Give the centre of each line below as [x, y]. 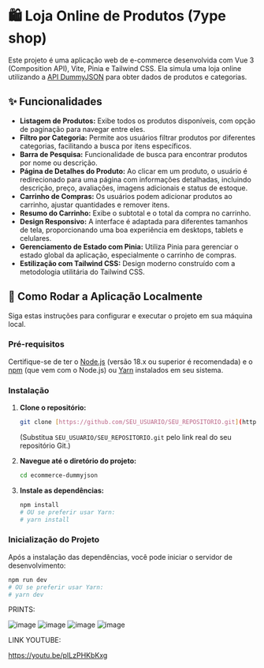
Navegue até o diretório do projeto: [78, 461]
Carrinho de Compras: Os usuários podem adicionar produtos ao [126, 196]
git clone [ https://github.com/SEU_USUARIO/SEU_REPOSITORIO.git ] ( [131, 422]
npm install [39, 505]
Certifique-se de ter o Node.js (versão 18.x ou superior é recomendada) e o [131, 362]
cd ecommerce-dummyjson [59, 475]
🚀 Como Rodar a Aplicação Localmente [106, 296]
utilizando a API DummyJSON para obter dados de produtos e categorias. [128, 77]
